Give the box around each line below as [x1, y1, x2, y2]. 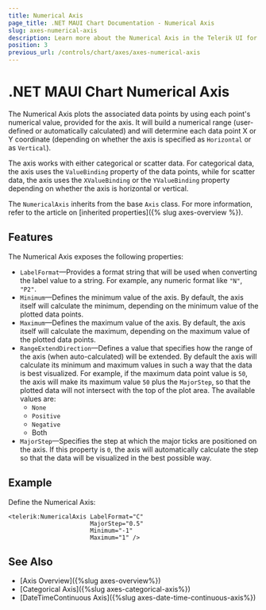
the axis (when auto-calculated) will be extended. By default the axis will [19, 352, 257, 361]
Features [8, 231, 53, 244]
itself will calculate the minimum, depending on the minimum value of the [19, 301, 259, 310]
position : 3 [8, 41, 48, 49]
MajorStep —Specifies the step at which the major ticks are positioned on [19, 436, 257, 445]
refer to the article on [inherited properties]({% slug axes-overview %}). [8, 208, 244, 217]
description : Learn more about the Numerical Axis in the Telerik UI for [8, 33, 258, 42]
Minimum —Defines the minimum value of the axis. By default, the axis [19, 292, 244, 302]
